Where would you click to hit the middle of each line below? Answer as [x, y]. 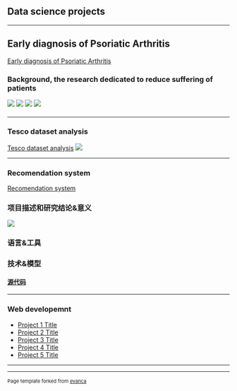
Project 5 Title [38, 355]
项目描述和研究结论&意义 [49, 208]
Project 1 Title [37, 325]
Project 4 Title [38, 347]
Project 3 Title [38, 339]
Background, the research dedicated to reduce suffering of [110, 79]
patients [22, 88]
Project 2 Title [38, 332]
